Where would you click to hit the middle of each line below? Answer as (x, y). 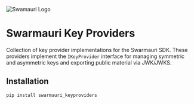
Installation (27, 82)
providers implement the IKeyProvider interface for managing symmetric (96, 56)
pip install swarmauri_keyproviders (52, 95)
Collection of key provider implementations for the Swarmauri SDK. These (97, 50)
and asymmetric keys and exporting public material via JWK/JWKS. (89, 62)
